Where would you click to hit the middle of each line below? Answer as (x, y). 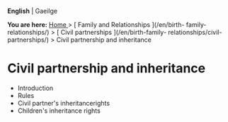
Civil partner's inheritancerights (64, 103)
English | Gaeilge (33, 11)
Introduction (35, 88)
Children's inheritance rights (59, 111)
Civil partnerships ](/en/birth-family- (114, 32)
